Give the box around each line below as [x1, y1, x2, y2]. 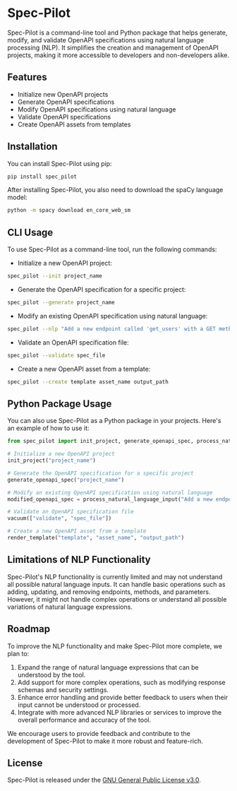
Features [7, 71, 47, 83]
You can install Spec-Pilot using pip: [7, 159, 112, 167]
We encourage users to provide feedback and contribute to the [7, 729, 190, 737]
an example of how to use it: [7, 424, 90, 432]
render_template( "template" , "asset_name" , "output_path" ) [7, 535, 185, 542]
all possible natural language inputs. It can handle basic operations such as [7, 580, 226, 588]
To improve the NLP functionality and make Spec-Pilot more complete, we [7, 641, 222, 650]
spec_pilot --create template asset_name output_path [7, 378, 169, 386]
